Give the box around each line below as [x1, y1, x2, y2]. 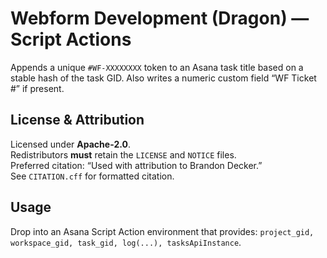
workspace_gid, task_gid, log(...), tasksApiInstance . [10, 236, 242, 248]
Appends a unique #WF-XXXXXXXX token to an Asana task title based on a [10, 61, 304, 73]
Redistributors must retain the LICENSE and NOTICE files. [10, 148, 237, 161]
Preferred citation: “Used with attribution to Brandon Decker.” [10, 159, 263, 171]
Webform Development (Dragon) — [10, 7, 310, 30]
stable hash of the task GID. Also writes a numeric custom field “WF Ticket [10, 72, 317, 84]
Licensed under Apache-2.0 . [10, 138, 131, 150]
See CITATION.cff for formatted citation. [10, 170, 175, 182]
